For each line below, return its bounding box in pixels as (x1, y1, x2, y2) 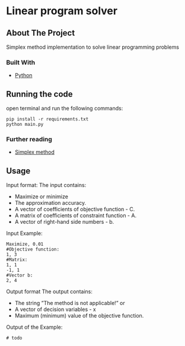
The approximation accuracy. (14, 199, 87, 207)
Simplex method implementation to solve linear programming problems (6, 43, 180, 50)
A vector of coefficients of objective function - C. (14, 206, 135, 213)
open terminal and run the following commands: (6, 105, 123, 112)
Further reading (6, 135, 52, 144)
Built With (6, 58, 36, 66)
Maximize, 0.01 (6, 242, 44, 247)
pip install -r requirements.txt (6, 116, 89, 122)
